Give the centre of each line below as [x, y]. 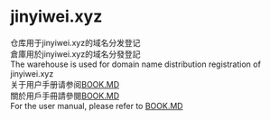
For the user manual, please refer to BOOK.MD [97, 106]
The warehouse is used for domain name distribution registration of [135, 64]
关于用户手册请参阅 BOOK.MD [65, 84]
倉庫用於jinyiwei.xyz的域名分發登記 [75, 54]
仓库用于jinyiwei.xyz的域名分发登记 [75, 42]
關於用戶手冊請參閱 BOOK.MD [65, 96]
